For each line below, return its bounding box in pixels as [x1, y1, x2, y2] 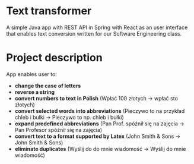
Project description [6, 51, 103, 65]
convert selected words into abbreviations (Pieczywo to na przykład [14, 107, 185, 114]
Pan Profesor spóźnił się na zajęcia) [14, 126, 103, 133]
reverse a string [14, 88, 55, 96]
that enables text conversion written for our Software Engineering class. [6, 30, 182, 37]
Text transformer [6, 4, 92, 18]
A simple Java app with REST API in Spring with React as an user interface [6, 24, 188, 31]
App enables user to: [6, 70, 58, 78]
